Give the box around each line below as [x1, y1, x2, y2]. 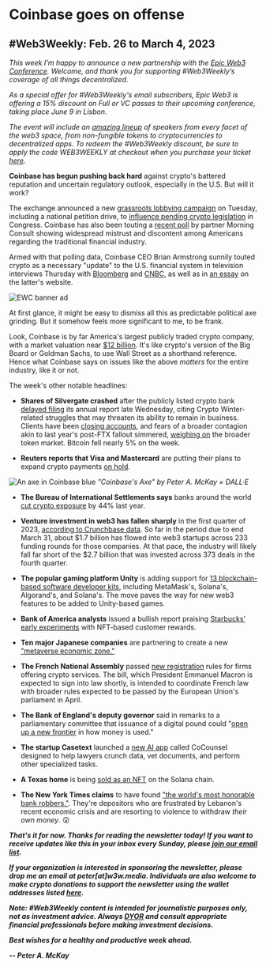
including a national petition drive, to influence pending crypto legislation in [9, 212, 253, 221]
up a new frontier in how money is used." [20, 728, 154, 736]
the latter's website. [9, 278, 73, 286]
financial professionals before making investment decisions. [9, 920, 214, 929]
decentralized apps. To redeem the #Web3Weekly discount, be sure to [9, 139, 239, 148]
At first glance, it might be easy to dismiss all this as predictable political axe [9, 308, 257, 317]
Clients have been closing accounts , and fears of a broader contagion [20, 422, 248, 430]
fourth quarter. [20, 558, 68, 567]
